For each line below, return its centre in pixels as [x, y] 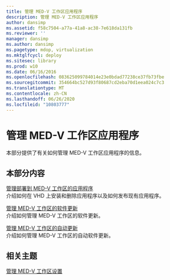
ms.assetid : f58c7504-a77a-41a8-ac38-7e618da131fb [69, 28]
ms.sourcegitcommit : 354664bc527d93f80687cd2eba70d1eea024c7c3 [85, 83]
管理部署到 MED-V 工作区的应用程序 [50, 188]
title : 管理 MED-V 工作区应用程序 [44, 11]
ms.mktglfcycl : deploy [34, 55]
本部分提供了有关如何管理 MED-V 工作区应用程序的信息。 [76, 153]
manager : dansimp [27, 39]
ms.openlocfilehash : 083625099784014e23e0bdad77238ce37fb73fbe [85, 77]
